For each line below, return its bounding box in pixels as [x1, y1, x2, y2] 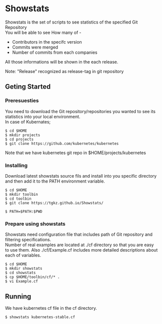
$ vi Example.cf [5, 279, 38, 284]
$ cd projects [5, 137, 34, 142]
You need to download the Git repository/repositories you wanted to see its [5, 108, 156, 114]
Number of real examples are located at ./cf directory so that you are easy [5, 242, 154, 248]
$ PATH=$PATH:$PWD [5, 209, 42, 214]
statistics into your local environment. [5, 114, 81, 119]
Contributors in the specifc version [12, 39, 82, 45]
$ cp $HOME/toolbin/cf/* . [5, 275, 60, 279]
